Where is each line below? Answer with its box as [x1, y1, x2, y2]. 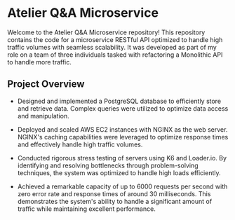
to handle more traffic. [7, 57, 72, 66]
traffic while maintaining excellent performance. [17, 205, 156, 213]
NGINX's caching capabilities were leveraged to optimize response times [17, 132, 229, 141]
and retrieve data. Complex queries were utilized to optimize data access [17, 104, 229, 113]
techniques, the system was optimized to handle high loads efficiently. [17, 168, 221, 177]
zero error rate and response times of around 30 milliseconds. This [17, 189, 211, 198]
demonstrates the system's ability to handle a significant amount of [17, 197, 213, 205]
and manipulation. [17, 111, 69, 120]
